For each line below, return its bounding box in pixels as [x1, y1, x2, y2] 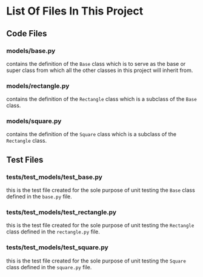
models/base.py [6, 47, 56, 55]
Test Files [6, 154, 44, 165]
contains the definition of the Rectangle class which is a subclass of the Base [6, 96, 197, 103]
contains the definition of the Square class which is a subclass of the [6, 131, 177, 138]
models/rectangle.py [6, 82, 70, 90]
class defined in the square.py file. [6, 263, 92, 270]
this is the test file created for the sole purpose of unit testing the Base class [6, 186, 195, 194]
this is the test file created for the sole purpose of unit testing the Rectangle [6, 222, 195, 229]
